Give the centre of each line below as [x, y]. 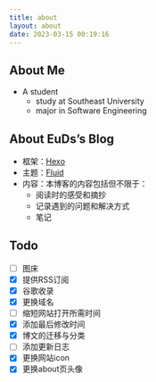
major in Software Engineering [91, 111]
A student [40, 92]
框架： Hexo [43, 161]
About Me [37, 70]
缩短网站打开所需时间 [61, 313]
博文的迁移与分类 [53, 336]
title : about [33, 17]
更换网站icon [45, 358]
